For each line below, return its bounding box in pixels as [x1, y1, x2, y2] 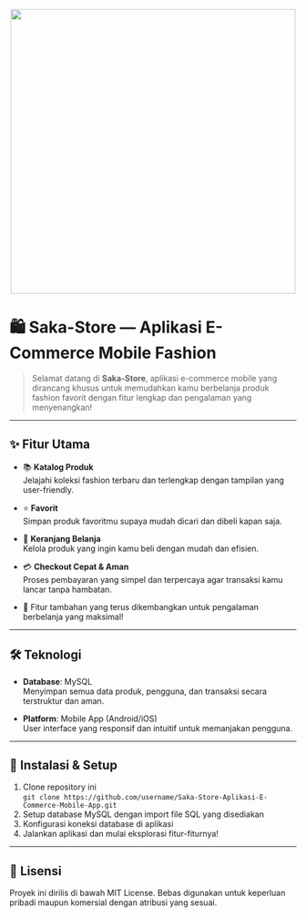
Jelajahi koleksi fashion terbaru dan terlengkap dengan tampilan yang [22, 474, 284, 485]
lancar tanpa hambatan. [22, 584, 112, 595]
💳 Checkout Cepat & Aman [22, 561, 129, 572]
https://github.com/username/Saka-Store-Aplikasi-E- [63, 793, 269, 802]
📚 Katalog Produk [22, 461, 94, 473]
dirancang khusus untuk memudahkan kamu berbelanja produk [31, 382, 270, 393]
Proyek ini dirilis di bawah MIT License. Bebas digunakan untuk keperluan [9, 888, 286, 899]
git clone [22, 793, 61, 802]
